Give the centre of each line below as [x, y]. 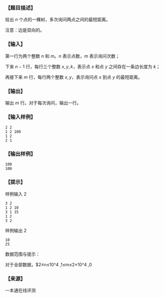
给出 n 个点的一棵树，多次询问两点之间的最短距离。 [58, 20]
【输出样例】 [21, 154]
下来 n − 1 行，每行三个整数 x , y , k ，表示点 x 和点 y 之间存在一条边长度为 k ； [83, 66]
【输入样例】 [21, 117]
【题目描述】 [21, 7]
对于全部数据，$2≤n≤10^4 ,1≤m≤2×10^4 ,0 [48, 264]
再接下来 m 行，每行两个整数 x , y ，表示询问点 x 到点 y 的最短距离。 [74, 77]
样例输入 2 [16, 194]
